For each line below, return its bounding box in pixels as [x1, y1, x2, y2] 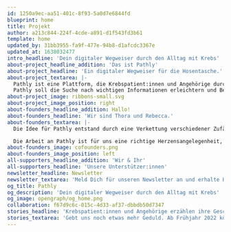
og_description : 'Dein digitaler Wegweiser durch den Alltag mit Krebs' [7, 189, 220, 196]
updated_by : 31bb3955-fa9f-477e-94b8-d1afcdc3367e [7, 42, 155, 49]
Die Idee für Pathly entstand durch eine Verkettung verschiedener [13, 125, 211, 132]
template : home [7, 36, 51, 43]
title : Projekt [7, 23, 51, 30]
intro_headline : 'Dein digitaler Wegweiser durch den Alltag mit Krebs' [7, 55, 220, 62]
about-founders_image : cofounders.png [7, 144, 118, 151]
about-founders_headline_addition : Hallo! [7, 106, 131, 113]
